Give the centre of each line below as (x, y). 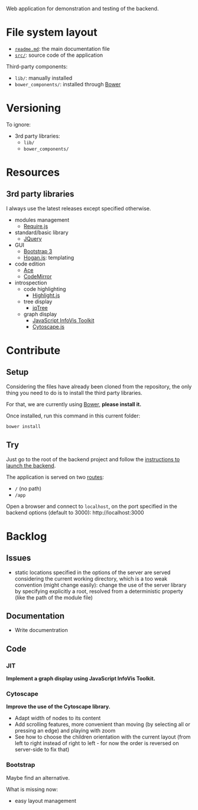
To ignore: (19, 124)
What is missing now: (32, 789)
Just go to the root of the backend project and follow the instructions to (93, 459)
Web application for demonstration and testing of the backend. (82, 9)
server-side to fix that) (42, 750)
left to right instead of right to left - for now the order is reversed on (97, 743)
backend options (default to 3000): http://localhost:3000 (75, 512)
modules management (42, 220)
